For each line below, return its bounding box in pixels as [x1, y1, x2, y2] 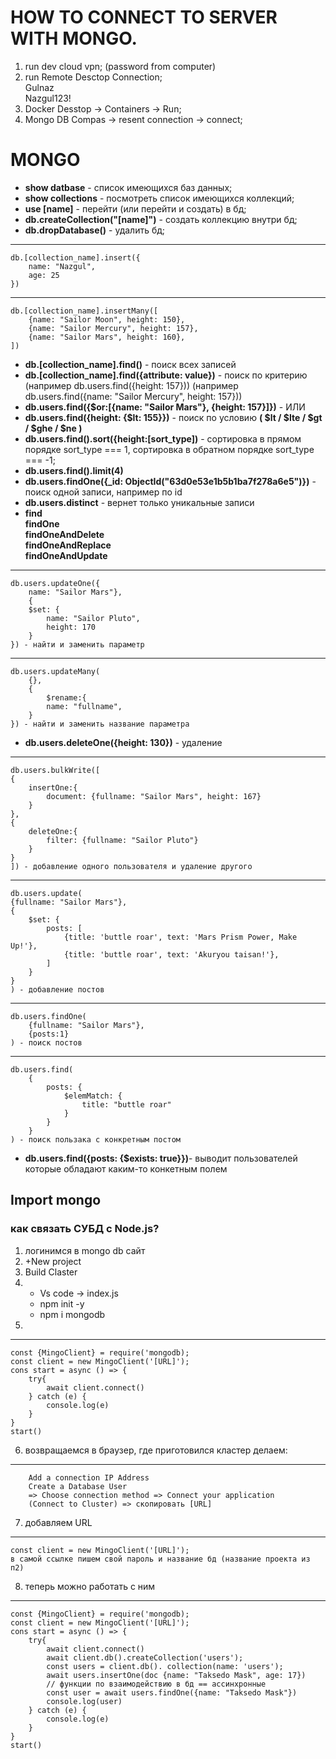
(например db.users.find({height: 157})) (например [24, 379, 239, 391]
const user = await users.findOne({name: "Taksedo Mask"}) [46, 1687, 298, 1698]
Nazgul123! [24, 92, 72, 104]
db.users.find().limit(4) [24, 464, 124, 476]
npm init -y [39, 1297, 85, 1310]
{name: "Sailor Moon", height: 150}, [28, 314, 186, 325]
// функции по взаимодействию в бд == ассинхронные [46, 1679, 267, 1689]
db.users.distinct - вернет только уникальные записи [24, 496, 255, 508]
